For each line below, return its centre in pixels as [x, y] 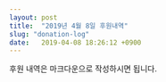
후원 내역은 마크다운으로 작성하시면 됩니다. [83, 69]
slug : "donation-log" [50, 34]
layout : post [33, 17]
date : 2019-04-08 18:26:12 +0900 [75, 42]
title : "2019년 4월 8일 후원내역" [69, 26]
